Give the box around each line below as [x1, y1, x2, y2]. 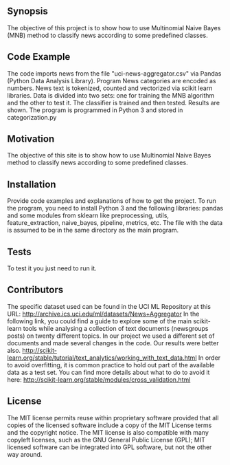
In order [198, 354, 221, 362]
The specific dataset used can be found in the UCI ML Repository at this [7, 302, 211, 310]
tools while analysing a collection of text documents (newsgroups [23, 324, 209, 332]
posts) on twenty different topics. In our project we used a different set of [7, 332, 215, 340]
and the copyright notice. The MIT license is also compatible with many [7, 428, 209, 436]
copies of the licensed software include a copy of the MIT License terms [7, 421, 212, 429]
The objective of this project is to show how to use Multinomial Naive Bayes [7, 23, 221, 32]
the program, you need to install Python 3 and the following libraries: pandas [7, 204, 224, 213]
